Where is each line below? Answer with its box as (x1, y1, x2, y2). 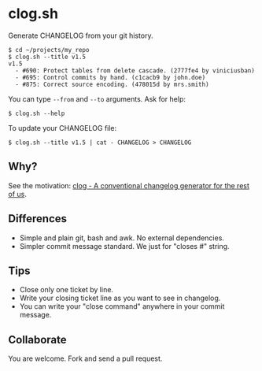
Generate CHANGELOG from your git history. (8, 31, 153, 40)
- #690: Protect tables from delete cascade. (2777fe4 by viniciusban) (15, 66, 256, 75)
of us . (8, 189, 28, 198)
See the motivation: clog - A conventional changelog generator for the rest (8, 180, 250, 190)
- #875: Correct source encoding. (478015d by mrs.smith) (15, 80, 210, 88)
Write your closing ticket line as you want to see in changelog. (19, 293, 221, 303)
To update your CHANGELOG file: (8, 123, 117, 132)
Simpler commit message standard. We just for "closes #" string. (19, 241, 230, 250)
